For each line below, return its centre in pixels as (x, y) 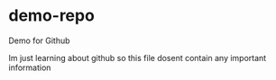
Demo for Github (39, 40)
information (30, 67)
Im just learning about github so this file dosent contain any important (138, 58)
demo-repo (52, 16)
